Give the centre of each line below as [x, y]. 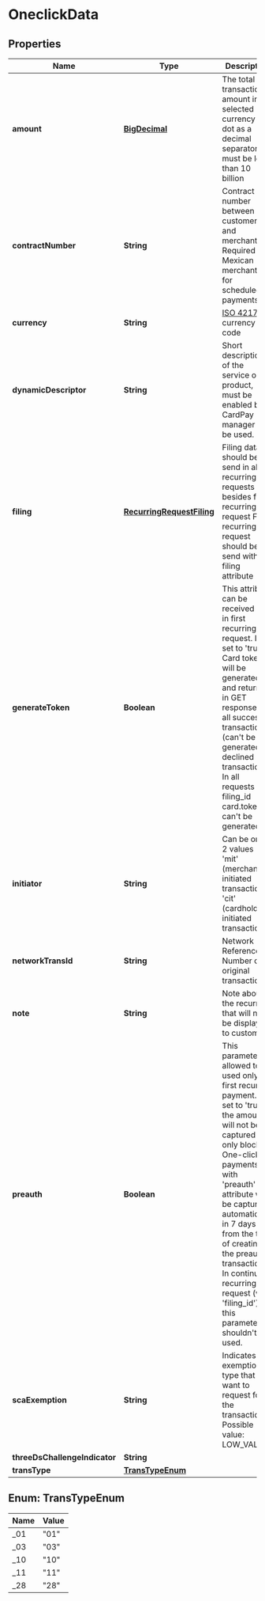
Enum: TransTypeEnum [66, 1499]
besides [237, 497]
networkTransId [43, 961]
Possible [238, 1425]
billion [233, 178]
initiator [27, 884]
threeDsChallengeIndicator [64, 1457]
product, [238, 385]
